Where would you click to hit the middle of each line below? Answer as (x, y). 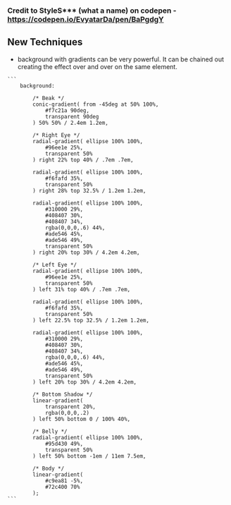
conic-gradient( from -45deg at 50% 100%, (96, 104)
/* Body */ (49, 468)
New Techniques (45, 42)
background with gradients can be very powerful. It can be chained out (120, 59)
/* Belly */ (50, 431)
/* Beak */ (49, 98)
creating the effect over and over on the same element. (97, 66)
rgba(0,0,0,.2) (67, 413)
